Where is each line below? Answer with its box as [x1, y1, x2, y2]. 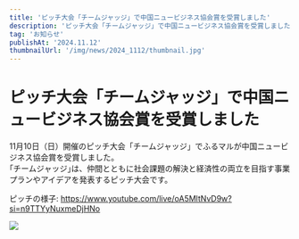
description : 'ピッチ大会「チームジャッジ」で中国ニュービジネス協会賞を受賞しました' [9, 21, 295, 30]
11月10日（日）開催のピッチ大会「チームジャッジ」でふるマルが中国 [9, 141, 258, 152]
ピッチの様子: [9, 194, 60, 204]
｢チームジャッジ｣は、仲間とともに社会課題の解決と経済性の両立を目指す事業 [9, 163, 290, 174]
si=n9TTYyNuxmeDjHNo [9, 203, 101, 214]
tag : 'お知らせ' [9, 29, 64, 38]
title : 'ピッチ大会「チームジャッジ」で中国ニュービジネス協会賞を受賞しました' [9, 12, 270, 22]
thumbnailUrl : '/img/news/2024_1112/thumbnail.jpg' [9, 46, 205, 55]
